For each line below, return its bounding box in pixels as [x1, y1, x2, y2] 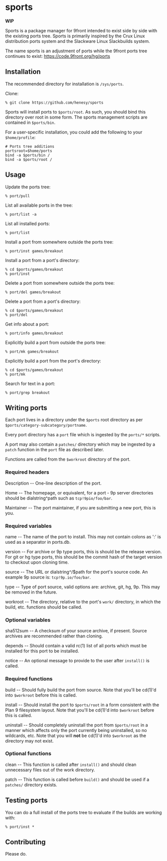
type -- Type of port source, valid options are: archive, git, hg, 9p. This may [5, 584, 161, 590]
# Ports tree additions [5, 144, 55, 149]
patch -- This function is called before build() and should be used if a [5, 776, 150, 782]
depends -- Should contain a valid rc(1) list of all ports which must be [5, 643, 147, 649]
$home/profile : [5, 134, 36, 140]
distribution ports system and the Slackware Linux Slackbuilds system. [5, 38, 151, 44]
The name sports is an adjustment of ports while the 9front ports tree [5, 48, 148, 54]
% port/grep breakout [5, 390, 50, 395]
